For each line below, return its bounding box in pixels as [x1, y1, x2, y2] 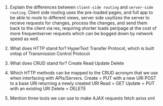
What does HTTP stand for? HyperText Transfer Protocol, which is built [9, 46, 155, 51]
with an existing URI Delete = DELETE [9, 86, 86, 91]
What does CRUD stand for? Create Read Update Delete [9, 60, 124, 66]
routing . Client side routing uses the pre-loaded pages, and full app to [9, 9, 153, 15]
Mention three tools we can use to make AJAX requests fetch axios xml [9, 95, 155, 101]
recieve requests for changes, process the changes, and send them [9, 20, 148, 26]
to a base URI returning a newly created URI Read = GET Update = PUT [9, 80, 155, 86]
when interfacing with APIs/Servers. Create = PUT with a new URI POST [9, 75, 157, 81]
